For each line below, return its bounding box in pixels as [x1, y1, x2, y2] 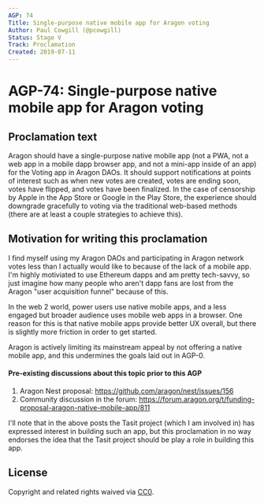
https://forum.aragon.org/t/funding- [139, 395, 255, 404]
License [8, 466, 48, 480]
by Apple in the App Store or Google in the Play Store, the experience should [8, 193, 257, 202]
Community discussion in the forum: [19, 395, 138, 404]
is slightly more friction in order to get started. [8, 327, 158, 336]
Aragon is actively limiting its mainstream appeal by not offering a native [8, 342, 243, 351]
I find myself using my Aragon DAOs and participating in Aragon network [8, 253, 244, 262]
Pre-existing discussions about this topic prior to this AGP [8, 369, 203, 378]
